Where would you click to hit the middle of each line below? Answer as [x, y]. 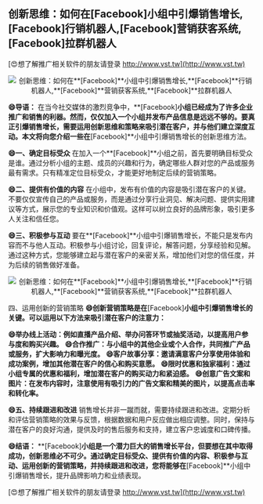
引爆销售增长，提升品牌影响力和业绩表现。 [77, 475]
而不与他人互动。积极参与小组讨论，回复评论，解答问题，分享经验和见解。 [135, 245]
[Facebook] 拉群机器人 [63, 44]
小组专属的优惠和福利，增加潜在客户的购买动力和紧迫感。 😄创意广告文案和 [129, 373]
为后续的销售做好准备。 [46, 264]
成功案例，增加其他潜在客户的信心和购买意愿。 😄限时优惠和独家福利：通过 [129, 364]
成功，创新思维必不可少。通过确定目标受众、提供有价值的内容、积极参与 [124, 455]
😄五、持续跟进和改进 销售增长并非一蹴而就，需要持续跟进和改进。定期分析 [129, 409]
